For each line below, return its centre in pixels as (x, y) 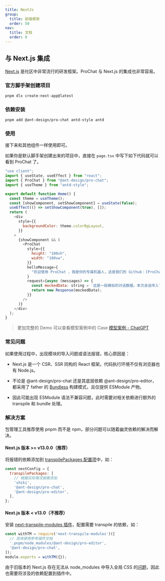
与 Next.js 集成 (27, 58)
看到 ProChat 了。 (23, 162)
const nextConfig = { (27, 469)
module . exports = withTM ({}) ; (36, 557)
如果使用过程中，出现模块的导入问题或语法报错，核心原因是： (68, 353)
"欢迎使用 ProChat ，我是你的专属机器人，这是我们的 (79, 272)
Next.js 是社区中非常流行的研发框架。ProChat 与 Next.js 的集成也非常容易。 (82, 71)
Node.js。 (28, 370)
